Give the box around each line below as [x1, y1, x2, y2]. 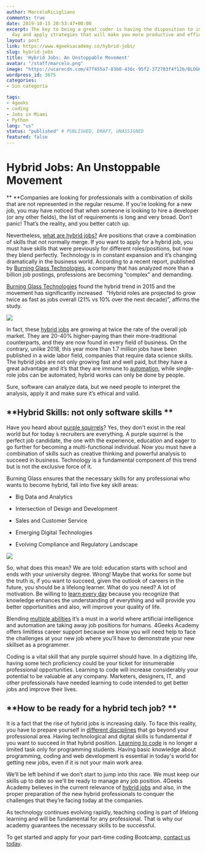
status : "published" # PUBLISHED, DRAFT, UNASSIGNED [6, 128, 144, 135]
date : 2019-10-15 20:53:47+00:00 [6, 20, 92, 26]
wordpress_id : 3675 [6, 72, 56, 78]
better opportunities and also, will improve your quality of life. [6, 603, 161, 610]
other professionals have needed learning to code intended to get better [6, 679, 189, 686]
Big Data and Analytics [15, 493, 73, 500]
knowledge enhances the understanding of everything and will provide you [6, 596, 196, 604]
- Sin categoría [6, 83, 48, 90]
